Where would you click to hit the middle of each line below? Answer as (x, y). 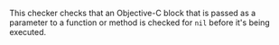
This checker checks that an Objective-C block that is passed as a (133, 13)
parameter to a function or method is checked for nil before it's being (140, 22)
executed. (28, 32)
